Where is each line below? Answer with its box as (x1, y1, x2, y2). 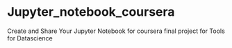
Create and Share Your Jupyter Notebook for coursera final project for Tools (7, 27, 226, 35)
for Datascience (7, 34, 53, 42)
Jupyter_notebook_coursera (7, 4, 175, 20)
